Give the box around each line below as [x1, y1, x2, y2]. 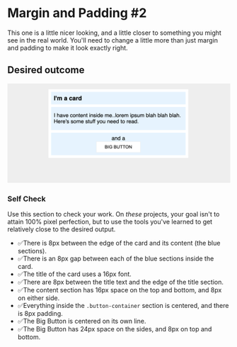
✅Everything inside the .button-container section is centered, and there [17, 301, 229, 309]
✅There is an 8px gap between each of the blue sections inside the [17, 254, 214, 263]
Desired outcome [7, 64, 85, 76]
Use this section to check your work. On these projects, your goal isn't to [7, 209, 220, 218]
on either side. [17, 293, 60, 302]
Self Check [7, 194, 46, 204]
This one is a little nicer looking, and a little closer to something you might [7, 28, 221, 37]
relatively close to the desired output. [7, 225, 116, 233]
